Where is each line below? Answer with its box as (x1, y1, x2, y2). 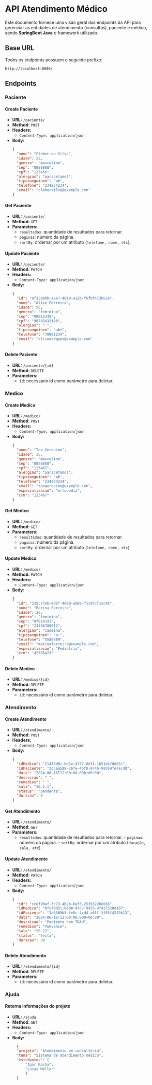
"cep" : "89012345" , (16, 314, 56, 319)
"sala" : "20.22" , (16, 928, 52, 933)
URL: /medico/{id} (12, 676, 49, 682)
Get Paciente (5, 203, 31, 209)
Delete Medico (5, 665, 35, 672)
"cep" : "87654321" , (16, 619, 56, 624)
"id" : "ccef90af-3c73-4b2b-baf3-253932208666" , (16, 901, 115, 907)
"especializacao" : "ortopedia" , (16, 488, 82, 493)
